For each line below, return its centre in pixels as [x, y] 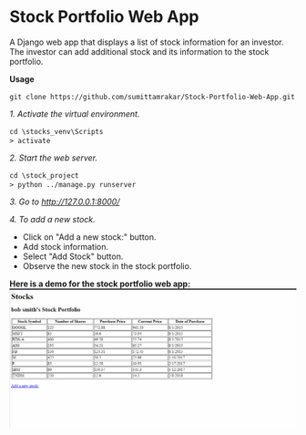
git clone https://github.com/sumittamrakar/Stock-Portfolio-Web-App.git [153, 97]
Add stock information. [66, 246]
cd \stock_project [44, 175]
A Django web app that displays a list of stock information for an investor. [147, 42]
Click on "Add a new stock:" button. [89, 237]
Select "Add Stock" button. [73, 256]
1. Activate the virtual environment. [75, 114]
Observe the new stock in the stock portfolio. [107, 265]
